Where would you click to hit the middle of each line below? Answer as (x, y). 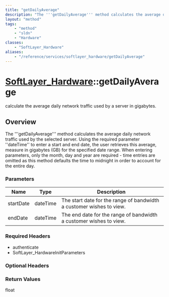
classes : (14, 43)
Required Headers (28, 236)
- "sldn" (23, 33)
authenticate (25, 247)
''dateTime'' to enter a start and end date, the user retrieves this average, (81, 145)
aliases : (14, 52)
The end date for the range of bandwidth (109, 215)
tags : (11, 24)
